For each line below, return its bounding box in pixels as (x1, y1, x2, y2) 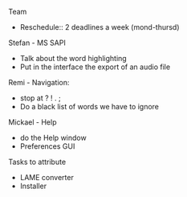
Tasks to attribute (8, 157, 67, 166)
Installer (19, 181, 47, 191)
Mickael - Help (8, 117, 57, 127)
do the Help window (19, 133, 87, 142)
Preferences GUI (19, 142, 75, 151)
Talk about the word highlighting (19, 54, 127, 63)
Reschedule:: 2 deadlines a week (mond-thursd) (19, 23, 180, 31)
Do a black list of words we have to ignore (19, 102, 159, 111)
